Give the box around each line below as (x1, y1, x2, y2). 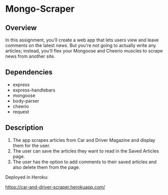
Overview (5, 23, 37, 32)
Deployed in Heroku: (5, 174, 49, 180)
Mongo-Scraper (5, 3, 75, 15)
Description (5, 124, 43, 132)
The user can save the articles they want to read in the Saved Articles (12, 148, 159, 154)
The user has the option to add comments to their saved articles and (12, 159, 157, 165)
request (12, 108, 29, 115)
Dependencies (5, 68, 53, 77)
